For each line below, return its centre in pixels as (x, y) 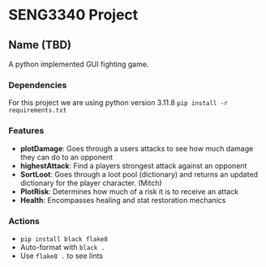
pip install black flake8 (64, 239)
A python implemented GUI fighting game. (79, 64)
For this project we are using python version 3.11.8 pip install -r (118, 103)
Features (26, 131)
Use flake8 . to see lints (62, 256)
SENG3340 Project (73, 15)
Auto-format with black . (62, 247)
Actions (24, 221)
